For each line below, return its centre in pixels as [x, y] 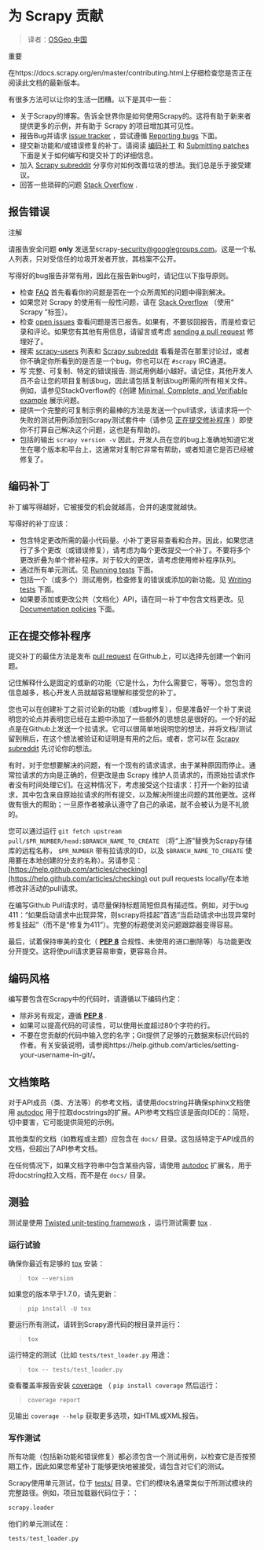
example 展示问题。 [51, 400]
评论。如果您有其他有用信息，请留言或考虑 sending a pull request [139, 332]
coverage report [54, 1400]
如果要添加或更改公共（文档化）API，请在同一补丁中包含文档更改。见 [132, 599]
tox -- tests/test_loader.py [75, 1370]
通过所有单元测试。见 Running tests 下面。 [88, 570]
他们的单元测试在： [39, 1524]
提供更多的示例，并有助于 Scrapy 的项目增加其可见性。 [108, 126]
